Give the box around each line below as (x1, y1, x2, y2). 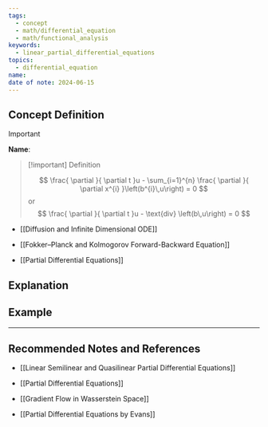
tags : (8, 11, 26, 20)
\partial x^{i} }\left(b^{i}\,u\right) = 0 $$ (79, 184, 209, 194)
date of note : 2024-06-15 (8, 78, 94, 86)
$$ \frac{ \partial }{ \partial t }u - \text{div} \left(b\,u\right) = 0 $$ (37, 209, 251, 219)
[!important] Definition (27, 160, 101, 170)
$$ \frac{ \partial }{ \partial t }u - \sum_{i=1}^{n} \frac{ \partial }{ (38, 176, 250, 185)
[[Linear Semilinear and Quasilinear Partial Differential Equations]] (19, 363, 236, 373)
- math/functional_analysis (15, 34, 109, 42)
